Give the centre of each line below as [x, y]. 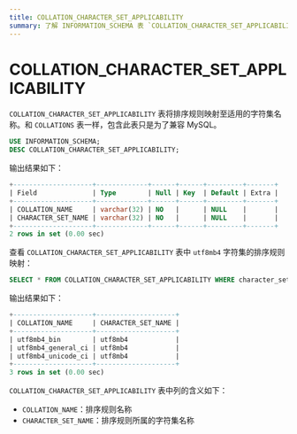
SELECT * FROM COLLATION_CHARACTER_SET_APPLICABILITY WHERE [122, 280]
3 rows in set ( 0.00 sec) [57, 373]
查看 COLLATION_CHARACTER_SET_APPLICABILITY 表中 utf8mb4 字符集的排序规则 [147, 252]
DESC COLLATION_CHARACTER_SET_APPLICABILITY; [94, 150]
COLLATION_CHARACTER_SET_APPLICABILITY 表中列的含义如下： [118, 391]
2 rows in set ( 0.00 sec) [57, 234]
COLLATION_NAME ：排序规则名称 [77, 409]
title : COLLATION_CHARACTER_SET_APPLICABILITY [96, 17]
